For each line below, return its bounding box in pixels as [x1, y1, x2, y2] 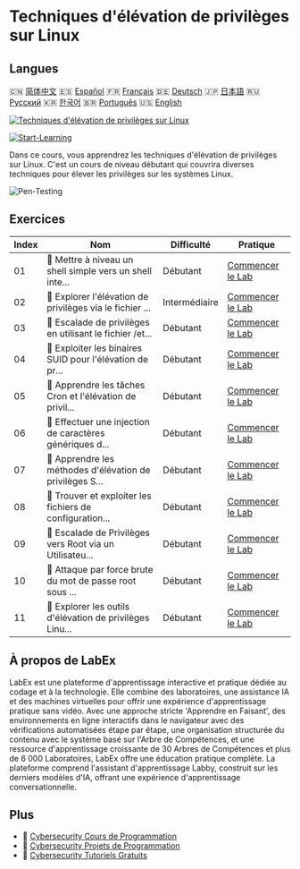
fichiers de [46, 500, 92, 513]
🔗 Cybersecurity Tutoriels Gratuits [21, 850, 147, 861]
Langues [9, 61, 59, 76]
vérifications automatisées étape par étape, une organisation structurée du [9, 724, 285, 735]
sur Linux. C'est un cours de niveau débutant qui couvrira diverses [9, 159, 254, 169]
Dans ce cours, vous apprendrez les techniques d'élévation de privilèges [9, 149, 278, 160]
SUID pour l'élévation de [46, 353, 149, 365]
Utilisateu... [46, 549, 94, 561]
